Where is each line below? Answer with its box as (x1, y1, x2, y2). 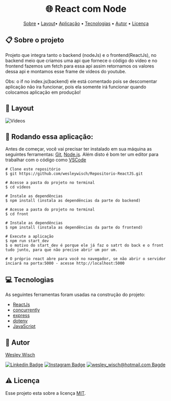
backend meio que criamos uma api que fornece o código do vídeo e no (5, 57, 158, 64)
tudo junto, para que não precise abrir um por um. (5, 247, 118, 252)
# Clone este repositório (5, 167, 60, 172)
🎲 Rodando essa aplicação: (5, 132, 94, 141)
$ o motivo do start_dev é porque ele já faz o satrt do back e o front (5, 243, 164, 248)
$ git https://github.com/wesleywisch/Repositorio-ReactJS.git (5, 171, 143, 177)
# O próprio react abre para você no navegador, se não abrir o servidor (5, 257, 166, 262)
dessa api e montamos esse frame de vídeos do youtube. (5, 68, 126, 74)
